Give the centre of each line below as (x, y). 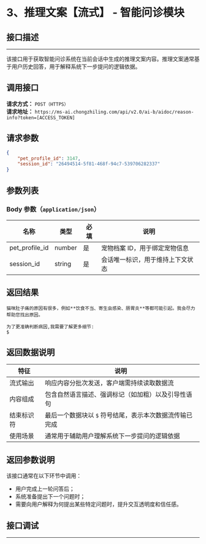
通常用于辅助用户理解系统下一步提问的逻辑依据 (113, 436)
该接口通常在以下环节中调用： (44, 476)
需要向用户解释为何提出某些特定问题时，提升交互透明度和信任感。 (98, 504)
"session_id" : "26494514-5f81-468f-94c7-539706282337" (89, 164)
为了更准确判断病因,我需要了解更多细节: (50, 326)
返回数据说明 (31, 353)
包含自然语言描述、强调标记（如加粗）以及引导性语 (119, 395)
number (66, 248)
